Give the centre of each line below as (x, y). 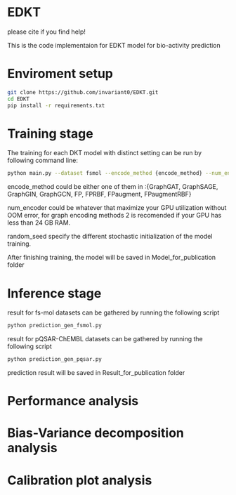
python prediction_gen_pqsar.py (54, 359)
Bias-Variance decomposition (96, 433)
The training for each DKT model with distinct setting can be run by (105, 153)
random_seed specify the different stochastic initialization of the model (110, 237)
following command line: (43, 160)
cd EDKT (19, 99)
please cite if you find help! (47, 32)
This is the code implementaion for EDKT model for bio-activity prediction (114, 45)
